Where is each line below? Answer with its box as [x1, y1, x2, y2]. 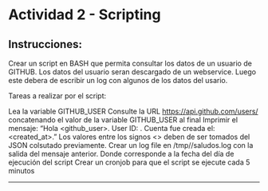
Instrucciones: [8, 38, 82, 51]
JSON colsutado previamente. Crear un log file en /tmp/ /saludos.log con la [8, 141, 254, 149]
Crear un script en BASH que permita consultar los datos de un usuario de [8, 58, 253, 68]
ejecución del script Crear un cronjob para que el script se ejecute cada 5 [8, 157, 250, 167]
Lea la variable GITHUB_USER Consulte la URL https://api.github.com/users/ [8, 106, 258, 116]
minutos [8, 166, 35, 175]
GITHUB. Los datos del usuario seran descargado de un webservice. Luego [8, 67, 257, 77]
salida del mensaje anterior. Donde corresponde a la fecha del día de [8, 149, 235, 158]
